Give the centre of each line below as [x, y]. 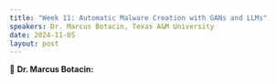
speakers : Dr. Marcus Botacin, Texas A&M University [112, 26]
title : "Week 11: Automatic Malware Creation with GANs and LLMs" [138, 18]
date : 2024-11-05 [42, 35]
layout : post [34, 43]
